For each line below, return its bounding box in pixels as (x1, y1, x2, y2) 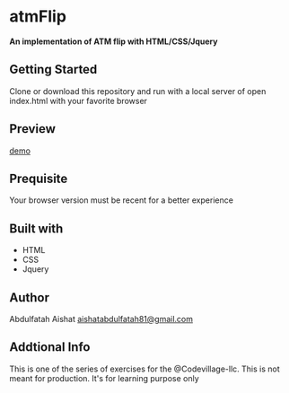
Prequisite (9, 170, 68, 186)
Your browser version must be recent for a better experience (9, 195, 233, 205)
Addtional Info (9, 339, 91, 355)
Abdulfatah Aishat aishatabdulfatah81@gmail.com (9, 314, 193, 324)
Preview (9, 121, 57, 136)
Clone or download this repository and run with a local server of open (9, 85, 267, 96)
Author (9, 290, 49, 305)
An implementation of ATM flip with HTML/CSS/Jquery (9, 36, 218, 47)
